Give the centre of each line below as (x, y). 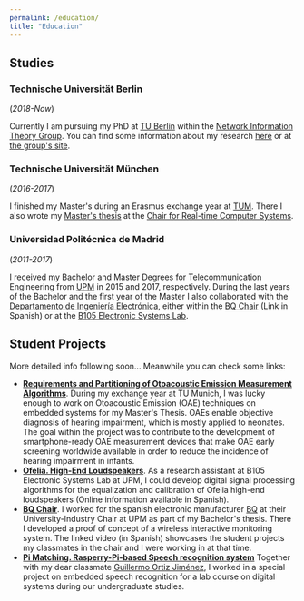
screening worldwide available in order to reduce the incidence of (146, 451)
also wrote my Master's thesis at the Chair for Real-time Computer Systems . (152, 216)
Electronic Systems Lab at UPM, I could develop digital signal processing (159, 480)
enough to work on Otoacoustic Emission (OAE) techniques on (139, 403)
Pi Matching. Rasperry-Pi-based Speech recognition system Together (157, 557)
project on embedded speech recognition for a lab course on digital (149, 576)
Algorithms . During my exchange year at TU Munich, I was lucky (144, 393)
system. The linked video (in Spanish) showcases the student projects (153, 537)
